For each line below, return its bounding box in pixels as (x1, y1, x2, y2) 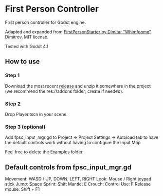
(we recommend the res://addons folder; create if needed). (5, 88, 124, 94)
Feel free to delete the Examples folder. (5, 149, 84, 155)
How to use (5, 57, 40, 66)
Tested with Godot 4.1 (5, 43, 49, 49)
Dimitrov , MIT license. (5, 34, 49, 40)
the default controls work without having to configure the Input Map (5, 140, 141, 146)
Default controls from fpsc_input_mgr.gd (5, 163, 132, 171)
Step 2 (5, 100, 21, 107)
